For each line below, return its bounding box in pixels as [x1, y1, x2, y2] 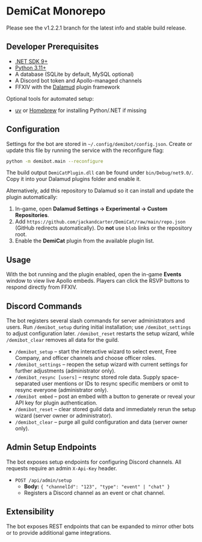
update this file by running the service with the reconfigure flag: [6, 147, 164, 154]
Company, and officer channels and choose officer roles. [14, 355, 156, 362]
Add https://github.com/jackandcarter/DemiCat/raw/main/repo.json [14, 218, 186, 225]
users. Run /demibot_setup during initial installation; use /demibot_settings [6, 324, 191, 331]
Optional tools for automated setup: [6, 95, 94, 102]
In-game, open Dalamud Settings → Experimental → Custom [14, 205, 168, 212]
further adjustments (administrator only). [14, 367, 116, 374]
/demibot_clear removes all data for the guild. [6, 336, 119, 344]
